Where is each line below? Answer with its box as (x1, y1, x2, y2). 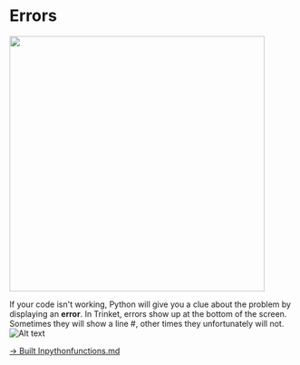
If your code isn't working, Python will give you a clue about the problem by (9, 299, 292, 310)
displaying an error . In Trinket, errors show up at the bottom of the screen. (9, 308, 287, 319)
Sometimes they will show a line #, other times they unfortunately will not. (9, 318, 285, 329)
